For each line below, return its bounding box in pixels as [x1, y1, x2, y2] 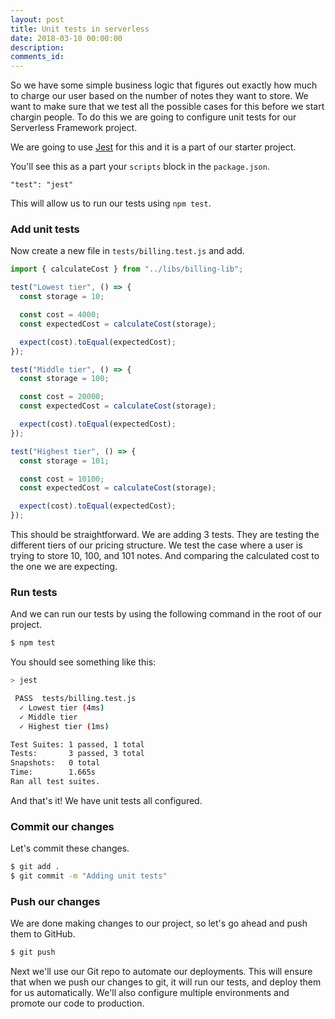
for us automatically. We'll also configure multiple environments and [10, 987, 290, 999]
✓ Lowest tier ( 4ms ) [19, 702, 105, 713]
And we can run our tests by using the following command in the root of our [10, 608, 322, 620]
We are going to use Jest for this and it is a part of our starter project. [10, 141, 297, 153]
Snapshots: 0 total [10, 758, 101, 768]
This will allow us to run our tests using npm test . [10, 197, 212, 210]
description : [10, 42, 65, 53]
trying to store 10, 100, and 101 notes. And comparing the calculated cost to [10, 550, 320, 562]
